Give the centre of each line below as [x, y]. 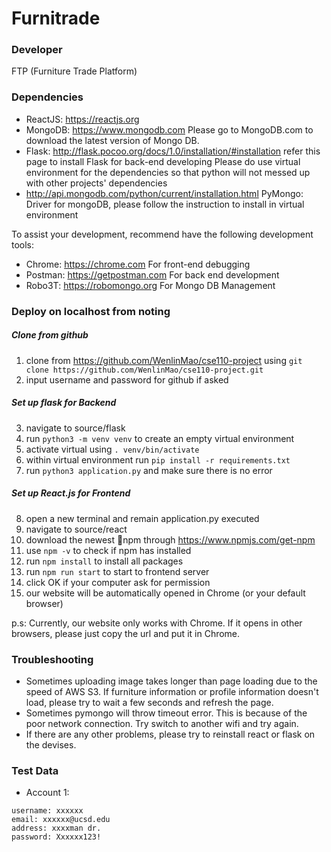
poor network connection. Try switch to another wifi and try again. [162, 723]
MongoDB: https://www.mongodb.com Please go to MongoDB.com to [169, 129]
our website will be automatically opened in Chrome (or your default [165, 593]
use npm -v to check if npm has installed [108, 550]
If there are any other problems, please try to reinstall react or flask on [170, 734]
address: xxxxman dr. [56, 828]
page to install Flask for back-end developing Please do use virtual [163, 161]
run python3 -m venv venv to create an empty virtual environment [160, 438]
